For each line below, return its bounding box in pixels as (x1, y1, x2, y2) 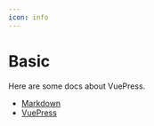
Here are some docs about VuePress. (8, 81, 146, 91)
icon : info (8, 12, 49, 22)
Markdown (20, 98, 61, 108)
